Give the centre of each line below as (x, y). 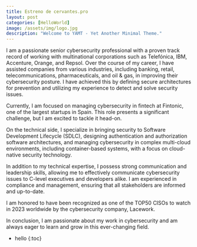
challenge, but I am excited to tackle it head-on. (64, 118)
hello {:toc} (28, 238)
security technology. (47, 155)
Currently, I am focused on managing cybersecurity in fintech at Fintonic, (95, 106)
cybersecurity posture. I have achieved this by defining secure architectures (99, 82)
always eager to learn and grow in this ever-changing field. (78, 227)
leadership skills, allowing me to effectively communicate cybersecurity (93, 173)
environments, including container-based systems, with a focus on (87, 149)
